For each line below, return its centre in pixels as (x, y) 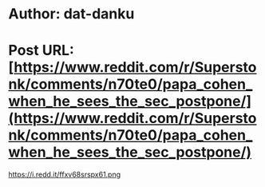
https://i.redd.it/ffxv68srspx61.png (65, 175)
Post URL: (41, 51)
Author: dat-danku (71, 14)
